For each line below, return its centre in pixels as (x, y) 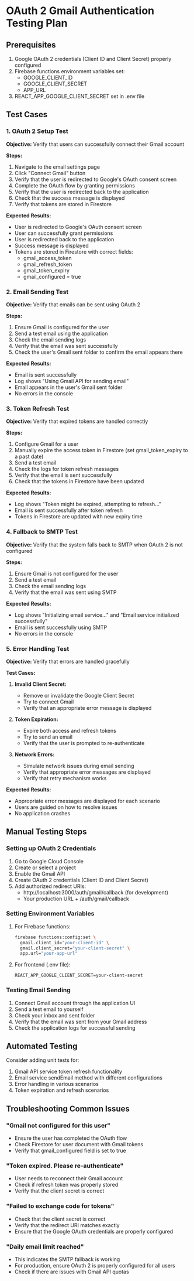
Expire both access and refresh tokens (70, 730)
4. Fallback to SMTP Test (42, 532)
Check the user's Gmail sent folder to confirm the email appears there (98, 352)
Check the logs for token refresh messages (67, 469)
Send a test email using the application (61, 333)
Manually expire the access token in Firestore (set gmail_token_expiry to (101, 450)
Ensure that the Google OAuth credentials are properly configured (94, 1231)
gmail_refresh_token (48, 264)
